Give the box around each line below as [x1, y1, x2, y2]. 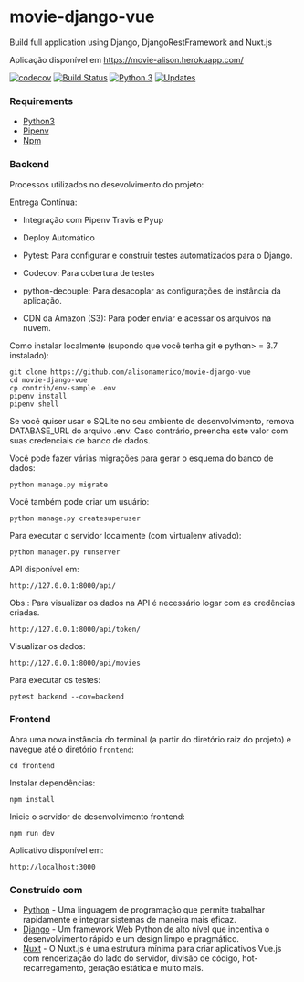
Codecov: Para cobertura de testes [22, 267, 155, 278]
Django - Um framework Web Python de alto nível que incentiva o [22, 923, 270, 934]
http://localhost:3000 [9, 862, 96, 871]
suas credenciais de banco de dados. [9, 434, 151, 445]
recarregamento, [22, 963, 87, 974]
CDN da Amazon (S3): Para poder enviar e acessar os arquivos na [22, 313, 272, 324]
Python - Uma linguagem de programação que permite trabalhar [22, 904, 266, 915]
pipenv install [9, 391, 68, 400]
